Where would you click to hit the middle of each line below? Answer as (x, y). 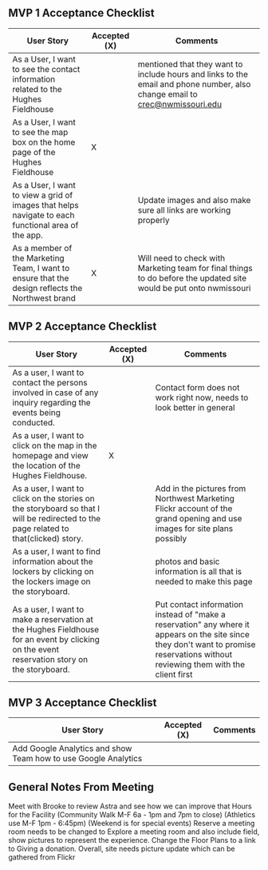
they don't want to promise (205, 645)
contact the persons (50, 382)
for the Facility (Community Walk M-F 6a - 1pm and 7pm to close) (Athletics (132, 815)
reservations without (194, 654)
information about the (53, 561)
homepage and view (51, 455)
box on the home (44, 142)
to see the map (40, 132)
